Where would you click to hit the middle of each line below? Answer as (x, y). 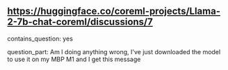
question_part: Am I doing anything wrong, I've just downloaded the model (114, 51)
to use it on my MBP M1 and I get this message (74, 59)
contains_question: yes (40, 38)
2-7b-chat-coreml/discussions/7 (80, 22)
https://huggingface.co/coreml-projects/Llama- (114, 11)
